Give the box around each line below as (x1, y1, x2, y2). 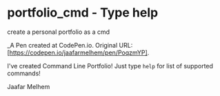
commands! (7, 69, 41, 77)
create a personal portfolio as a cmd (7, 28, 110, 36)
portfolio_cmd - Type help (7, 5, 159, 21)
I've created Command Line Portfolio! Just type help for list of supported (7, 61, 214, 70)
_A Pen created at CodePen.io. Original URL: (7, 41, 133, 49)
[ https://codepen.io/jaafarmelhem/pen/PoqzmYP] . (7, 48, 150, 57)
